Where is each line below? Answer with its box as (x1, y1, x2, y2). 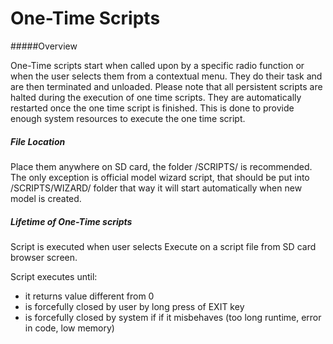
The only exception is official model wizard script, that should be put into (10, 171, 310, 183)
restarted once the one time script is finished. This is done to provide (10, 102, 295, 114)
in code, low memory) (24, 322, 115, 334)
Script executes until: (10, 270, 98, 282)
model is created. (10, 192, 82, 204)
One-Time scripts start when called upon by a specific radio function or (10, 59, 305, 71)
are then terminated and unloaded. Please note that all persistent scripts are (10, 80, 323, 92)
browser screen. (10, 251, 78, 263)
